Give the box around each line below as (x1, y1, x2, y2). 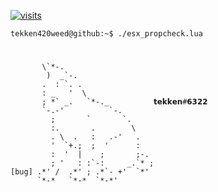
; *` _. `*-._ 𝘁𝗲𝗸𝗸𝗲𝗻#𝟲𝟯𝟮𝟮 (41, 97, 208, 107)
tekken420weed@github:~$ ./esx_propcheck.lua (10, 29, 203, 39)
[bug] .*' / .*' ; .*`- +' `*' (10, 167, 150, 177)
